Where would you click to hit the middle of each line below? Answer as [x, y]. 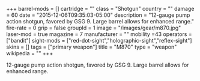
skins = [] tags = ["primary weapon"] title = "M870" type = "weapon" [92, 47]
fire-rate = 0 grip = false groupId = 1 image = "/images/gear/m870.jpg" [94, 28]
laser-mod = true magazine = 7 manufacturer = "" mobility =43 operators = [99, 34]
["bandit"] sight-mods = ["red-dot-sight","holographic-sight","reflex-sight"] [99, 40]
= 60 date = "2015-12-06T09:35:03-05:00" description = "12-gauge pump [98, 15]
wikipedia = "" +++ [30, 53]
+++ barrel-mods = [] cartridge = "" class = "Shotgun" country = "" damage [100, 9]
